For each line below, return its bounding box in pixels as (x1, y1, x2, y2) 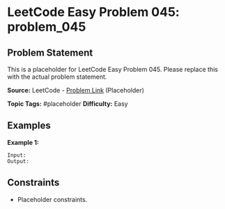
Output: (7, 157, 30, 164)
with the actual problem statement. (7, 72, 107, 81)
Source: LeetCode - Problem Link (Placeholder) (7, 86, 145, 94)
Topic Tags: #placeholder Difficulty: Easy (7, 100, 128, 108)
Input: (7, 151, 26, 159)
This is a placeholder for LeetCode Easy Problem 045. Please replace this (7, 65, 218, 73)
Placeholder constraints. (17, 195, 88, 203)
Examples (7, 120, 51, 132)
